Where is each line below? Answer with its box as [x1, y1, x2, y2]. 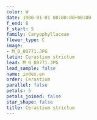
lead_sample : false [6, 65, 56, 72]
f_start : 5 [6, 25, 34, 32]
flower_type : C [6, 37, 45, 43]
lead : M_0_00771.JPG [6, 59, 59, 65]
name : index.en [6, 71, 45, 77]
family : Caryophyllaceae [6, 32, 70, 38]
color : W [6, 8, 29, 15]
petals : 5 [6, 88, 32, 94]
